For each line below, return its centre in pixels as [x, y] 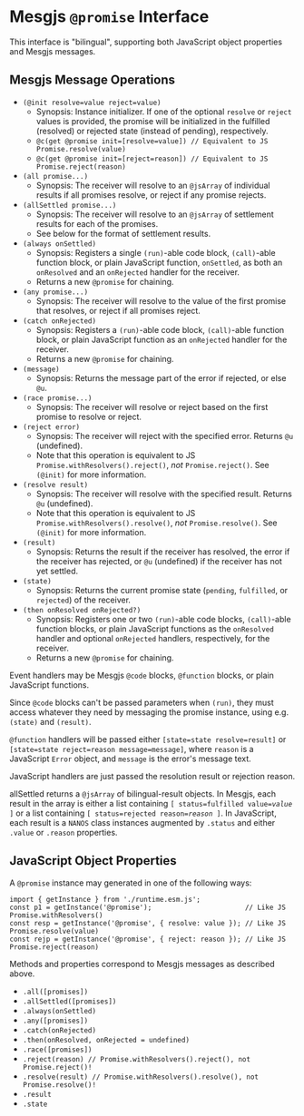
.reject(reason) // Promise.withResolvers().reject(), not [137, 1059]
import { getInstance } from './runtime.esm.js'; [105, 899]
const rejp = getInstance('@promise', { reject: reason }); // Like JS [147, 939]
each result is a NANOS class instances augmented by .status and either [142, 822]
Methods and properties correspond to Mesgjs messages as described [142, 964]
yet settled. [57, 571]
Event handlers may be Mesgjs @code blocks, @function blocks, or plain [142, 675]
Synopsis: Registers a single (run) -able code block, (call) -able [156, 252]
